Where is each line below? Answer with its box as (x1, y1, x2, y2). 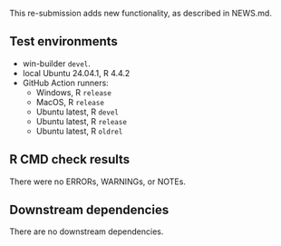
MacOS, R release (35, 96, 104, 107)
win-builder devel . (22, 58, 91, 69)
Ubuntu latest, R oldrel (35, 125, 123, 136)
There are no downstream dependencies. (9, 226, 164, 237)
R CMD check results (9, 152, 131, 167)
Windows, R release (35, 86, 111, 98)
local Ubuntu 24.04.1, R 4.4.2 (22, 67, 131, 78)
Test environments (9, 34, 118, 49)
